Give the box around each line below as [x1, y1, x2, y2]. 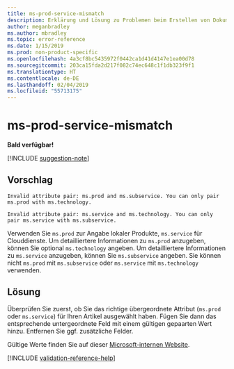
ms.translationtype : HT [7, 68, 77, 75]
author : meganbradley [7, 23, 70, 30]
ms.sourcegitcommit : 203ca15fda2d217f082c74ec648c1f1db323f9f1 [7, 62, 195, 69]
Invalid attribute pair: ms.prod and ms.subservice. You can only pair [7, 192, 219, 199]
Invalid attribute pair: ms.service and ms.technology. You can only [7, 211, 214, 218]
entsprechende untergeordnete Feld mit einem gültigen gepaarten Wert [7, 319, 212, 327]
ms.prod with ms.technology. [7, 199, 92, 206]
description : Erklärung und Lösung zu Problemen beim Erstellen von [7, 17, 210, 24]
